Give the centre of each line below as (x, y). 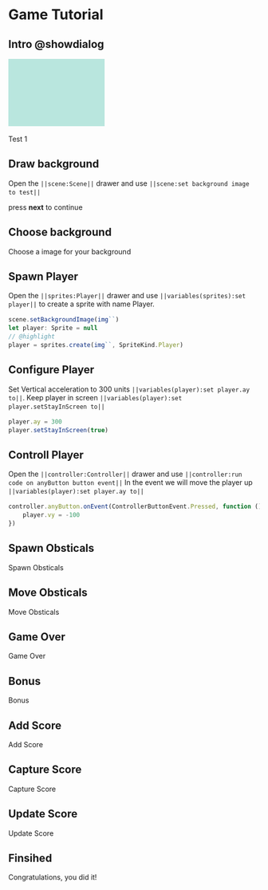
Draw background (54, 164)
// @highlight (32, 337)
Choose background (60, 232)
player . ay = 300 (35, 421)
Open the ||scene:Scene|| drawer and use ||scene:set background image (129, 183)
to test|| (25, 192)
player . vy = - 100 (51, 515)
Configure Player (51, 370)
